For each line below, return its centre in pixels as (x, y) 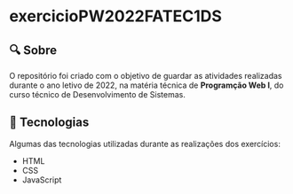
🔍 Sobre (33, 50)
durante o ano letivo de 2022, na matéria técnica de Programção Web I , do (146, 85)
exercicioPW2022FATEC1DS (115, 16)
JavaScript (42, 180)
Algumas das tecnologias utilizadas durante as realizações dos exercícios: (145, 144)
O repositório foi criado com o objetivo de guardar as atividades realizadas (146, 76)
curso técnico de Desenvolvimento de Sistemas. (98, 94)
